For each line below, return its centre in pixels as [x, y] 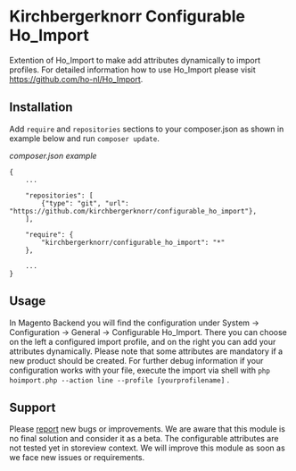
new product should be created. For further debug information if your [136, 360]
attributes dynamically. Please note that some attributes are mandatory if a [146, 351]
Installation [41, 108]
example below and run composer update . [85, 138]
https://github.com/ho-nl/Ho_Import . [76, 79]
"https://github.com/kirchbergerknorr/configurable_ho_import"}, [133, 211]
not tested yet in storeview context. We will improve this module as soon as [147, 448]
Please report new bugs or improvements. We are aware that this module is [147, 429]
